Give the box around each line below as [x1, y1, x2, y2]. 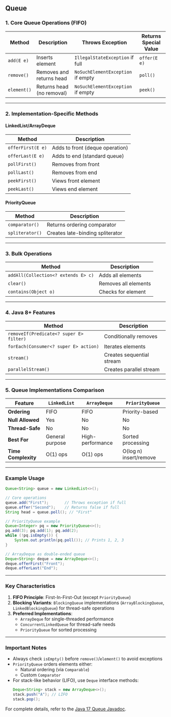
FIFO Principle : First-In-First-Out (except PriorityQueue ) [12, 594, 131, 600]
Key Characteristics [5, 583, 55, 590]
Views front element [51, 177, 100, 184]
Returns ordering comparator [46, 221, 117, 228]
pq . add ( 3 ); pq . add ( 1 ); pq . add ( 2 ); [5, 528, 79, 533]
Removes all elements [99, 280, 151, 287]
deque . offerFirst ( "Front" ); [5, 561, 65, 566]
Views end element [51, 185, 98, 192]
